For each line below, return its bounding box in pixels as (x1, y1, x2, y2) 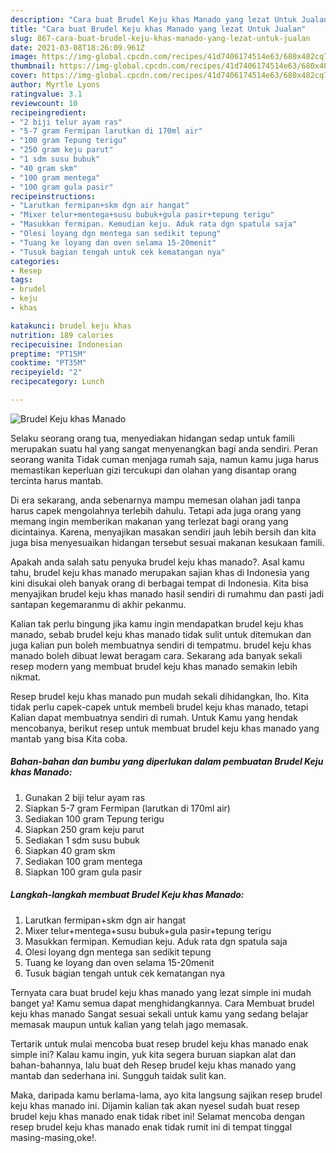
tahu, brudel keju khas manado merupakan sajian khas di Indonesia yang (10, 566, 310, 578)
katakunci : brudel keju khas (10, 321, 132, 331)
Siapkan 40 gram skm (24, 844, 116, 856)
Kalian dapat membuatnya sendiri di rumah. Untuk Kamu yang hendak (10, 711, 298, 723)
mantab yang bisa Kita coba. (10, 732, 128, 745)
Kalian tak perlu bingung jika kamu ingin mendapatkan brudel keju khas (10, 617, 304, 630)
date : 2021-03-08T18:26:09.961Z (10, 42, 145, 53)
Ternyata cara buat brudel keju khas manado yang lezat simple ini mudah (10, 986, 312, 998)
